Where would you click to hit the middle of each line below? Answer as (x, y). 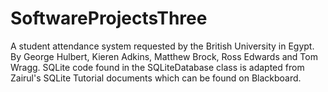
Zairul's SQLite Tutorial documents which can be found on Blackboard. (156, 78)
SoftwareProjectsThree (109, 18)
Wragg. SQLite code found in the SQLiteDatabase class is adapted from (157, 67)
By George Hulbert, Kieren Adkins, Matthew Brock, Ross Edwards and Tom (164, 56)
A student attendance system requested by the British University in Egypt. (162, 46)
